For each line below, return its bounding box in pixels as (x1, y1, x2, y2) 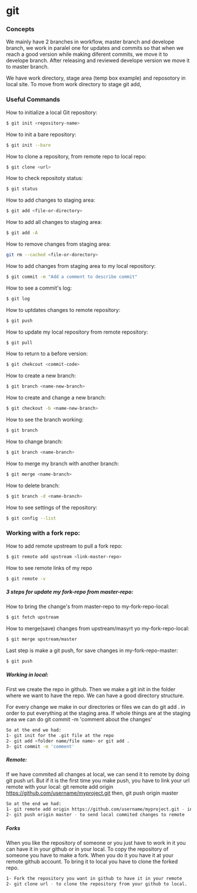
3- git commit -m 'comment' (6, 743, 75, 749)
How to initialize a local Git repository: (6, 108, 98, 116)
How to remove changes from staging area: (6, 240, 111, 247)
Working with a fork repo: (6, 529, 80, 537)
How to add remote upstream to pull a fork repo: (6, 542, 123, 549)
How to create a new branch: (6, 372, 76, 379)
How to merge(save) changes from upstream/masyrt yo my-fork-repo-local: (6, 625, 189, 632)
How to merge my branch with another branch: (6, 460, 119, 467)
